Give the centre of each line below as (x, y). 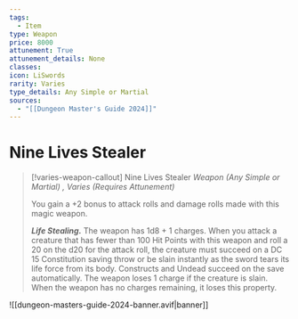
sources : (25, 100)
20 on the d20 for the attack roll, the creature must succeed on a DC (157, 249)
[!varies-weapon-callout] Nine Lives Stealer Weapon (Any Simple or (155, 177)
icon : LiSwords (37, 76)
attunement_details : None (57, 59)
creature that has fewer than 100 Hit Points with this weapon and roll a (159, 241)
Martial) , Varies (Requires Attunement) (103, 187)
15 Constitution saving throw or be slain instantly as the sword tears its (160, 259)
